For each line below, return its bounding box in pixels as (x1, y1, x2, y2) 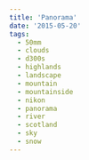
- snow (17, 137, 42, 146)
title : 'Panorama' (9, 12, 77, 22)
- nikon (17, 95, 46, 105)
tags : (9, 29, 29, 38)
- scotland (17, 121, 58, 130)
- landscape (17, 71, 62, 80)
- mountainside (17, 87, 74, 96)
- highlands (17, 63, 62, 72)
